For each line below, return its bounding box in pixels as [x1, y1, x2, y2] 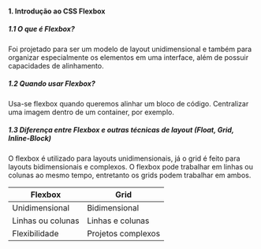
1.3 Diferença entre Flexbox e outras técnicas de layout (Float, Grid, [8, 125, 234, 135]
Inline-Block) [8, 134, 51, 143]
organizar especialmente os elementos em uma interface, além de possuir [8, 52, 249, 62]
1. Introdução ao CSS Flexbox [8, 6, 106, 16]
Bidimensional [86, 202, 140, 213]
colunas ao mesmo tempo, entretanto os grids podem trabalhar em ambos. [8, 170, 252, 180]
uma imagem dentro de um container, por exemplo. [8, 107, 175, 117]
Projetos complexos [86, 228, 160, 239]
